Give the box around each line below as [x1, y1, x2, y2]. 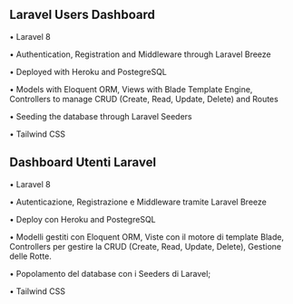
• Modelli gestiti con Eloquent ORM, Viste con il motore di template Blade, [9, 231, 284, 242]
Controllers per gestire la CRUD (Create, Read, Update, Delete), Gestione [9, 241, 282, 252]
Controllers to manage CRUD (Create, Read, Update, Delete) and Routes [9, 93, 278, 104]
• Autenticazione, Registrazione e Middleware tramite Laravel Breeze [9, 196, 268, 207]
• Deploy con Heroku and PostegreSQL [9, 214, 156, 224]
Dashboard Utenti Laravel [9, 155, 157, 170]
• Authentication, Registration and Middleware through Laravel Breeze [9, 49, 271, 60]
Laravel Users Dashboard [9, 7, 156, 23]
